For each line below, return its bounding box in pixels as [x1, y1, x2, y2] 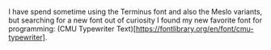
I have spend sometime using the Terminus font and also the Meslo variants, [8, 7, 263, 16]
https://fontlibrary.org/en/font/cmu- [135, 24, 254, 33]
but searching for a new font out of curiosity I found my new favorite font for [8, 15, 263, 25]
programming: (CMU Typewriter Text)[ [8, 24, 136, 33]
